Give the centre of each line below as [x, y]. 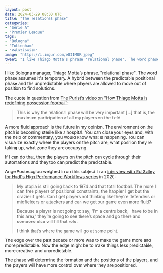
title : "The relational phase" [37, 18]
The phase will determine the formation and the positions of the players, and [81, 260]
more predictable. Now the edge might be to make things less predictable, [79, 245]
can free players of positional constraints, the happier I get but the [83, 191]
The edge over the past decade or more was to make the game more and [78, 240]
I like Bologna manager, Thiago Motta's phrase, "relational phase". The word [81, 73]
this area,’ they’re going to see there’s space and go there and [79, 216]
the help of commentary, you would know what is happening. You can [75, 137]
